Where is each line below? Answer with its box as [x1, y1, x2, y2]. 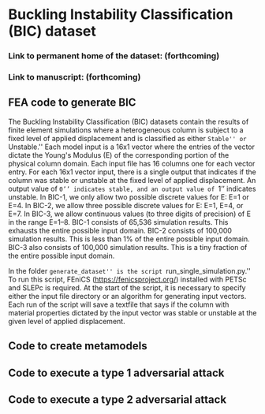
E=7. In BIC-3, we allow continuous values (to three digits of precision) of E [8, 209, 251, 218]
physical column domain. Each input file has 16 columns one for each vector [8, 159, 256, 168]
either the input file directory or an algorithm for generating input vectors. [8, 291, 247, 300]
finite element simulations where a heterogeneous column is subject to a [8, 125, 244, 135]
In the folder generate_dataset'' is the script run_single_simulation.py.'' [8, 266, 251, 275]
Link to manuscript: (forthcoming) [8, 72, 141, 83]
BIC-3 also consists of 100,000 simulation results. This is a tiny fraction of [8, 242, 248, 252]
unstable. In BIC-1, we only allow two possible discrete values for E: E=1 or [8, 192, 250, 202]
